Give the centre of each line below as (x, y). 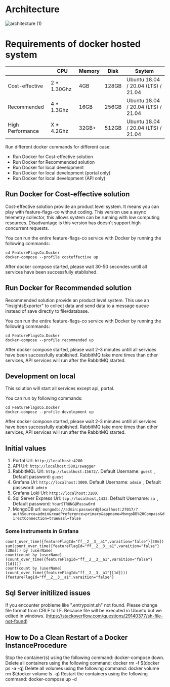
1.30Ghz (61, 89)
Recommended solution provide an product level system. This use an (77, 300)
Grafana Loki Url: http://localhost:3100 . (55, 493)
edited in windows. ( (26, 616)
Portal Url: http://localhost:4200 (47, 461)
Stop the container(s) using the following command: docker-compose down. (85, 658)
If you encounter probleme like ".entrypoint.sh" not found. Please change (81, 605)
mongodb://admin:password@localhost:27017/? (90, 510)
